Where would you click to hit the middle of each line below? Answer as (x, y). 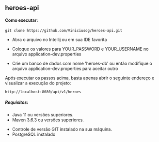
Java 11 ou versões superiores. (43, 114)
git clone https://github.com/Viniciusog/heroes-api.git (64, 30)
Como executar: (22, 20)
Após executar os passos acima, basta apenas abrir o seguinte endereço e (80, 78)
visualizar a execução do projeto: (38, 83)
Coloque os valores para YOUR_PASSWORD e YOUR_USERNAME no (80, 49)
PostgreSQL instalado (34, 134)
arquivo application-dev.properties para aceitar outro (65, 68)
